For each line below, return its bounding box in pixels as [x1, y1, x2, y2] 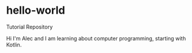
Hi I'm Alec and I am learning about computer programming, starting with [6, 35, 187, 42]
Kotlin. [6, 41, 22, 48]
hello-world [6, 4, 66, 17]
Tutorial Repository [6, 23, 53, 30]
